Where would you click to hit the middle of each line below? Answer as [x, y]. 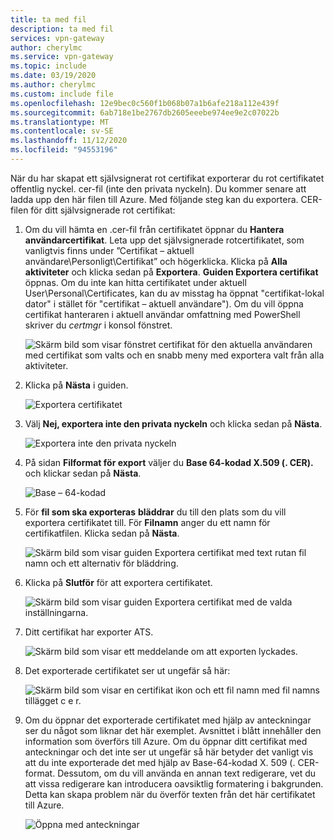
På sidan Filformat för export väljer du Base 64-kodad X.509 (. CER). [169, 462]
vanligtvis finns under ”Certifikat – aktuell [109, 250]
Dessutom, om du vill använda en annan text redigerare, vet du [187, 773]
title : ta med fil [48, 19]
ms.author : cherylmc [53, 85]
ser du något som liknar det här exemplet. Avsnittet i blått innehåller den [173, 730]
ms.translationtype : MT [60, 122]
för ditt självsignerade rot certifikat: [103, 210]
